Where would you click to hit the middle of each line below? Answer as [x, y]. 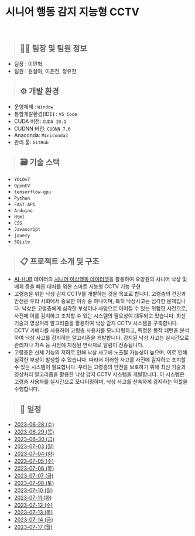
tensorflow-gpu [32, 192]
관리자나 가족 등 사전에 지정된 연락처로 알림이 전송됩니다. [79, 345]
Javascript [27, 230]
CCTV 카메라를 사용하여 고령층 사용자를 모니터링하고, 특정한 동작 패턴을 [96, 330]
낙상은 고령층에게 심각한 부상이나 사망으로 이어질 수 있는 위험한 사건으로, [105, 309]
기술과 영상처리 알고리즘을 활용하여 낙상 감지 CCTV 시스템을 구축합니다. [96, 323]
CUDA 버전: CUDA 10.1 [40, 121]
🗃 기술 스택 [40, 162]
